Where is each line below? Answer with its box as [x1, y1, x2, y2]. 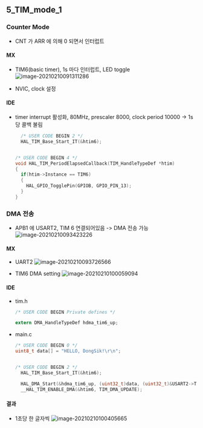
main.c [14, 331, 32, 338]
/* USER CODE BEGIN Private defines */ [14, 309, 116, 315]
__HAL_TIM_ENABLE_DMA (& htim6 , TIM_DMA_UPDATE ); [21, 386, 143, 392]
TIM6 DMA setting [14, 270, 61, 277]
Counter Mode [6, 23, 50, 31]
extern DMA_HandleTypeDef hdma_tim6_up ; [14, 320, 118, 326]
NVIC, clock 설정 [14, 85, 56, 92]
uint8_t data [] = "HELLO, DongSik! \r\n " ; [14, 348, 121, 354]
